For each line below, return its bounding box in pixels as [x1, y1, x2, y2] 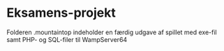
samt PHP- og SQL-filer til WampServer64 [6, 35, 128, 43]
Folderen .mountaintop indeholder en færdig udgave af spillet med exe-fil [6, 28, 217, 36]
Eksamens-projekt [6, 5, 116, 21]
